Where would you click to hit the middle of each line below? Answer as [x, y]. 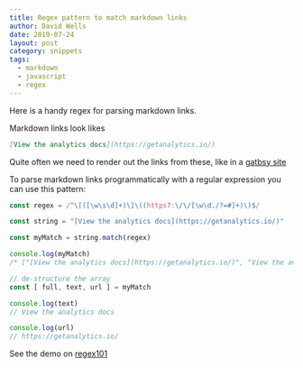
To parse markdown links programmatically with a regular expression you [146, 179]
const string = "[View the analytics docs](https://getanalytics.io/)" [147, 222]
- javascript [42, 77]
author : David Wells [48, 26]
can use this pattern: [48, 189]
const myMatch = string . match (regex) [80, 238]
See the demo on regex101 [59, 354]
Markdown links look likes [57, 128]
